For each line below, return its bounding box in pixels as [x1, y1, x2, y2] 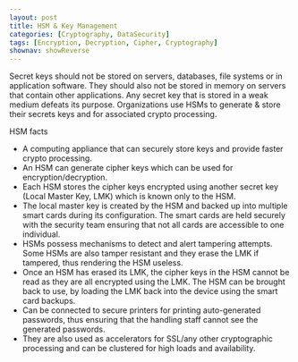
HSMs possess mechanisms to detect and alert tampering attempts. [21, 239, 273, 249]
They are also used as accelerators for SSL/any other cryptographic [21, 333, 273, 344]
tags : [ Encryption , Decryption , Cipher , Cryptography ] [9, 38, 218, 47]
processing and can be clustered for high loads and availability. [21, 343, 256, 354]
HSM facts [9, 126, 48, 137]
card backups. [21, 296, 76, 307]
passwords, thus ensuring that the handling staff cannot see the [21, 315, 259, 325]
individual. [21, 229, 61, 240]
